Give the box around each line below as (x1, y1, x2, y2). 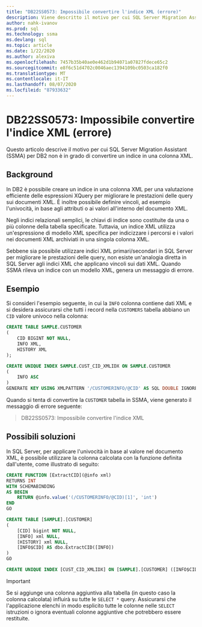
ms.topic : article (6, 43, 52, 49)
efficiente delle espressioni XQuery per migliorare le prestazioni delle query (6, 192, 194, 199)
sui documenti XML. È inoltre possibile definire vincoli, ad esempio (6, 198, 171, 205)
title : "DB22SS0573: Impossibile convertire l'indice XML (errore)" (6, 8, 182, 15)
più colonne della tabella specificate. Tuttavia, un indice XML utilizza (6, 223, 176, 230)
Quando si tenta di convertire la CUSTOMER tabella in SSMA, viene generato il (6, 397, 192, 404)
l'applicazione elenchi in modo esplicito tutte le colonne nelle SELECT (6, 602, 175, 609)
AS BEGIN (6, 489, 28, 495)
